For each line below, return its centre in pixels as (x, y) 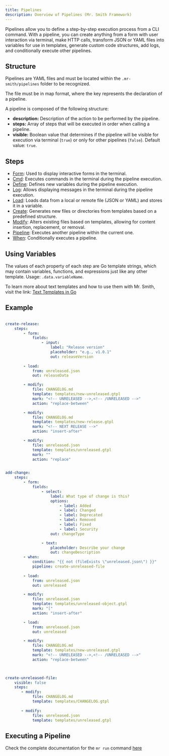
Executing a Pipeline (38, 736)
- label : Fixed (75, 525)
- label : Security (79, 529)
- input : (50, 343)
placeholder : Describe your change (88, 548)
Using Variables (31, 254)
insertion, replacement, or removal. (49, 227)
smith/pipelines (22, 84)
